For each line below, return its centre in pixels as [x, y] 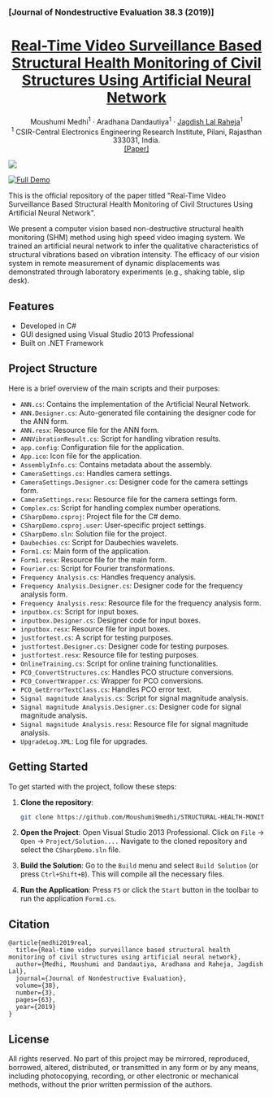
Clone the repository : [57, 802]
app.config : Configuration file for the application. [102, 447]
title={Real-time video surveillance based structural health [123, 951]
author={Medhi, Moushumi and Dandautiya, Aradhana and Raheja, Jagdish [140, 964]
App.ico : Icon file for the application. [81, 456]
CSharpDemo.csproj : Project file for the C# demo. [100, 516]
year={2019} [36, 1007]
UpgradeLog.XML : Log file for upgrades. [84, 741]
